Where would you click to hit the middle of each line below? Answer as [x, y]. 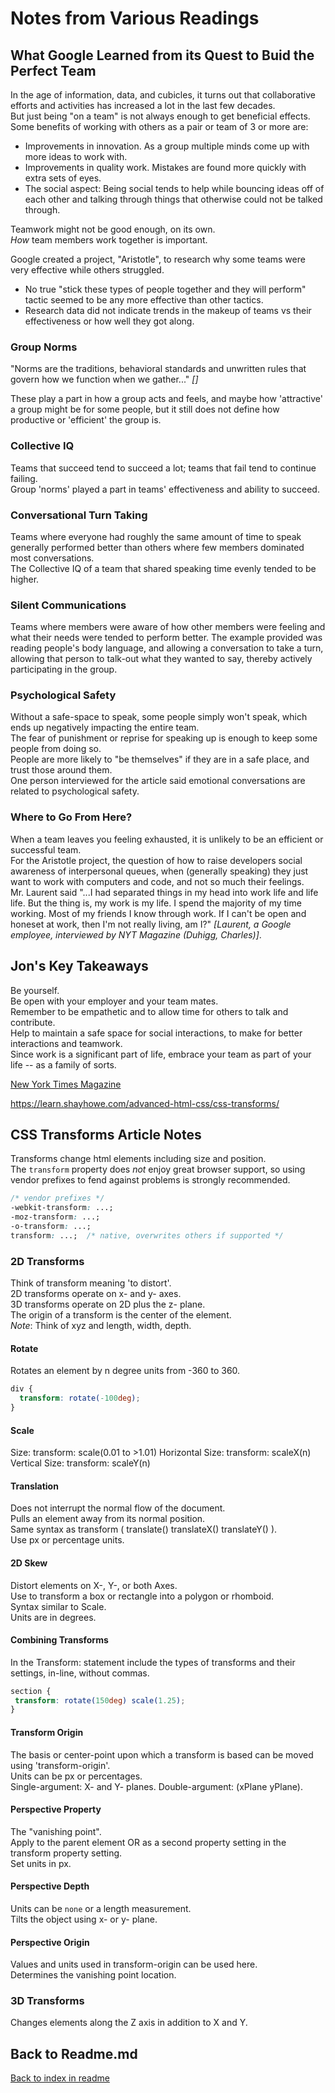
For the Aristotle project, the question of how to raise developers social [156, 860]
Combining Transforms [59, 1640]
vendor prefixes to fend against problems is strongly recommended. [150, 1180]
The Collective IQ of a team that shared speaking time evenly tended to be [163, 568]
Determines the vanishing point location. [93, 1975]
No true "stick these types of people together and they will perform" [165, 289]
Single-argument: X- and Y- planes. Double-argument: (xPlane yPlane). [156, 1786]
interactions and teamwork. [66, 1043]
